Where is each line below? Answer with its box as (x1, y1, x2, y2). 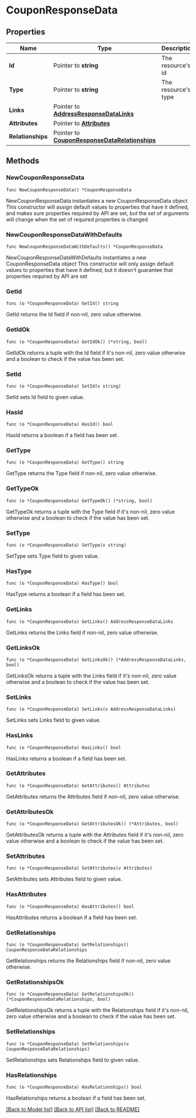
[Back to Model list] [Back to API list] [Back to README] (6, 1106, 140, 1113)
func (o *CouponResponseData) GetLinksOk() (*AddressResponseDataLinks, (6, 657, 187, 663)
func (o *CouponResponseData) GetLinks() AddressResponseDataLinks (6, 619, 174, 625)
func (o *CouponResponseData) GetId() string (6, 301, 118, 306)
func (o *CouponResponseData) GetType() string (6, 459, 124, 466)
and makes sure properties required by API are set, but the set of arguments (6, 209, 189, 217)
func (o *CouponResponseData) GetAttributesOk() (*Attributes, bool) (6, 821, 179, 827)
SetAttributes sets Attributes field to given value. (6, 875, 123, 882)
